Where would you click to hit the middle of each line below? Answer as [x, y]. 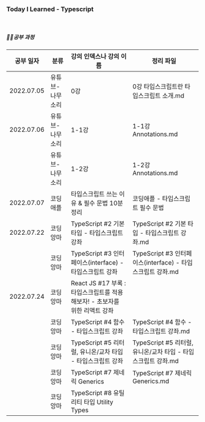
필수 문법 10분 [103, 203]
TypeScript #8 [92, 393]
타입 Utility [99, 402]
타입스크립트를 [91, 293]
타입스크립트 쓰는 [94, 194]
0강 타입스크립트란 [158, 87]
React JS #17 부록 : [99, 284]
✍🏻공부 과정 [20, 37]
